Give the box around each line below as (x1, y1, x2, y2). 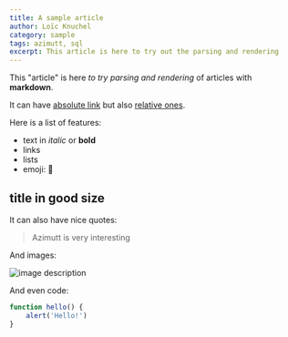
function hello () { (9, 302, 84, 311)
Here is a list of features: (9, 117, 102, 128)
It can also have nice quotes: (9, 214, 118, 225)
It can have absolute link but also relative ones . (9, 99, 186, 110)
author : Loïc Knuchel (9, 22, 92, 31)
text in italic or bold (22, 135, 96, 146)
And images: (9, 250, 57, 260)
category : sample (9, 30, 76, 39)
